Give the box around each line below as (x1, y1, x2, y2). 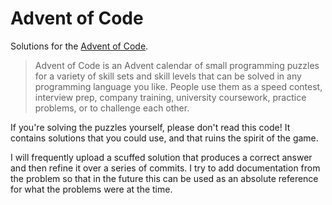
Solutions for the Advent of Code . (10, 40, 149, 52)
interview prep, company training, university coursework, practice (34, 91, 307, 103)
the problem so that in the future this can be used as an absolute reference (10, 172, 319, 184)
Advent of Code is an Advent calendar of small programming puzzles (34, 59, 320, 71)
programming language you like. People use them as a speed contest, (34, 80, 323, 92)
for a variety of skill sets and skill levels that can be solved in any (34, 70, 302, 82)
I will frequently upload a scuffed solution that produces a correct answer (10, 151, 313, 163)
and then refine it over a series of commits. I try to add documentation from (10, 162, 321, 174)
